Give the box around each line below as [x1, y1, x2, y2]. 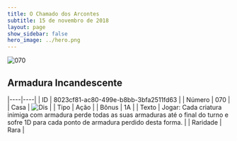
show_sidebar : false [7, 30, 69, 38]
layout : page [7, 23, 46, 30]
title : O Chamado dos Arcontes [7, 10, 100, 18]
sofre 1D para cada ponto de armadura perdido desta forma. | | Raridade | [7, 118, 222, 126]
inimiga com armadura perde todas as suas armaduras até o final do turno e [7, 111, 229, 119]
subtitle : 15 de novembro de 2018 [7, 17, 110, 24]
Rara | [7, 125, 25, 134]
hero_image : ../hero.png [7, 37, 81, 44]
